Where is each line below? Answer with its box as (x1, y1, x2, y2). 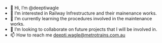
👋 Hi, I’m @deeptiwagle (10, 5, 59, 11)
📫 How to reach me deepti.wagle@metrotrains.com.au (10, 32, 125, 38)
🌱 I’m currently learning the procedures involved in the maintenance (10, 16, 152, 21)
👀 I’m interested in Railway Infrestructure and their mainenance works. (10, 10, 157, 16)
